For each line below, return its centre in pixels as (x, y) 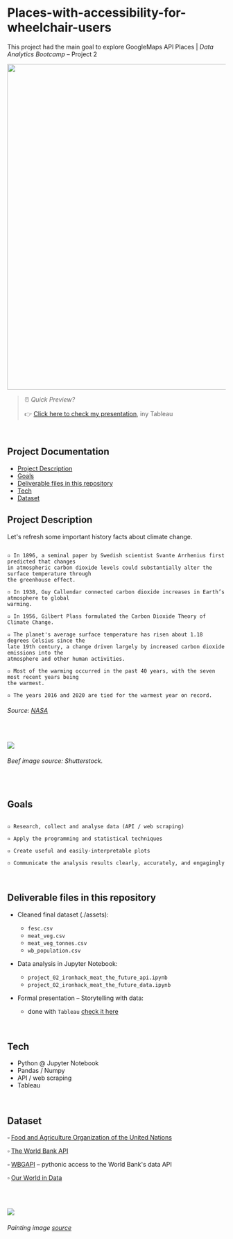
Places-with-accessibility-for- (97, 13)
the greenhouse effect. (42, 580)
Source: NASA (28, 711)
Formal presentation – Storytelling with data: (80, 998)
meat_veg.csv (46, 936)
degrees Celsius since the (46, 641)
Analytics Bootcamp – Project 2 (52, 54)
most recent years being (43, 677)
